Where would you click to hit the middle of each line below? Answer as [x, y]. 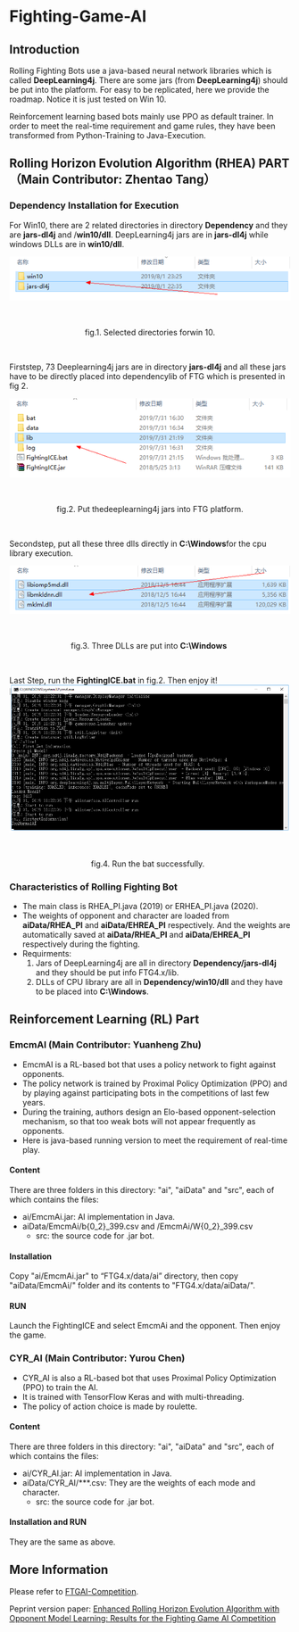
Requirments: [47, 954]
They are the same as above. [62, 1542]
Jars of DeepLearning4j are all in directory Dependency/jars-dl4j [156, 963]
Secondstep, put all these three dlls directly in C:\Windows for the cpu [138, 543]
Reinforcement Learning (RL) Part [104, 1019]
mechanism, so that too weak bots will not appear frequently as [139, 1121]
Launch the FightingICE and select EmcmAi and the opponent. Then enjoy [145, 1326]
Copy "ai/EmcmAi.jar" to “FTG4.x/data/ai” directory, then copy [124, 1276]
